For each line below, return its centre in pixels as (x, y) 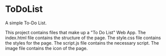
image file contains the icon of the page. (46, 48)
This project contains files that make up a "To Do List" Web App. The (76, 32)
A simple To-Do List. (26, 23)
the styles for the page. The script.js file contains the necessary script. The (82, 43)
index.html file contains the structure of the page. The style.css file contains (83, 38)
